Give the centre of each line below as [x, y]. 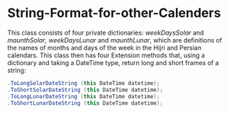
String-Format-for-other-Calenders [114, 13]
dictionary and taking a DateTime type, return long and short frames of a [113, 62]
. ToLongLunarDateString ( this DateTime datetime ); [84, 96]
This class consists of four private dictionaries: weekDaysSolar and [106, 33]
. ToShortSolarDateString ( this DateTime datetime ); [85, 90]
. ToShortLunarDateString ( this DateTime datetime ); [85, 103]
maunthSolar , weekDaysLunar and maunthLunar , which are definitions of [115, 40]
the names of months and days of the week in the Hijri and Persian [105, 47]
